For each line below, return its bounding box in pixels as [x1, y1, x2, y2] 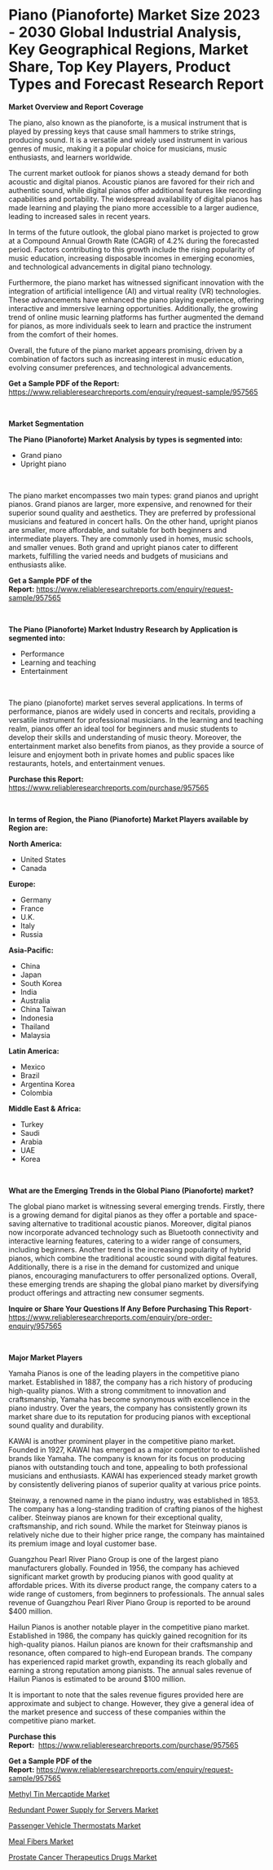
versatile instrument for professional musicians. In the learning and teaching [8, 715, 263, 724]
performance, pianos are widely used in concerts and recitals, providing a [8, 706, 257, 716]
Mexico [20, 1062, 46, 1071]
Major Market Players [8, 1353, 83, 1362]
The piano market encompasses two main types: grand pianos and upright [8, 491, 259, 500]
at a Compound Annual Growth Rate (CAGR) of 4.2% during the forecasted [8, 235, 259, 245]
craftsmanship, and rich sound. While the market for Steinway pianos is [8, 1521, 248, 1531]
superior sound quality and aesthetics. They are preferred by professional [8, 508, 257, 517]
